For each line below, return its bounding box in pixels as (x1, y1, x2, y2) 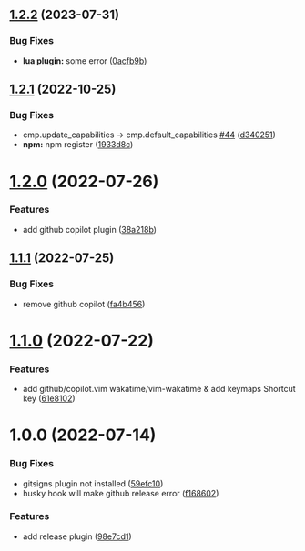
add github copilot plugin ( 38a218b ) (22, 224, 158, 235)
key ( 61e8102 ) (22, 393, 76, 404)
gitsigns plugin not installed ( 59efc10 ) (22, 477, 164, 489)
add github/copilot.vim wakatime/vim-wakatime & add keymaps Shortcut (22, 384, 296, 395)
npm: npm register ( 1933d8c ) (22, 139, 134, 150)
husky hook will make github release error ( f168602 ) (22, 487, 219, 498)
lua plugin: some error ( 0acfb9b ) (22, 55, 147, 66)
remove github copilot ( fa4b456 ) (22, 298, 146, 309)
